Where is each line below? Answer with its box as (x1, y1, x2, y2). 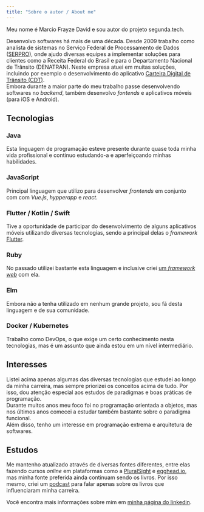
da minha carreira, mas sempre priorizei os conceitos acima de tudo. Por (6, 382, 188, 389)
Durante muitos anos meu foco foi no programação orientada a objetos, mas (6, 401, 197, 409)
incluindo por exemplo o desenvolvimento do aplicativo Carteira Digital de (6, 69, 191, 77)
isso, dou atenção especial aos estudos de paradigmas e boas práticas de (6, 389, 192, 396)
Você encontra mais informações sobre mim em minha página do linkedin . (6, 499, 192, 506)
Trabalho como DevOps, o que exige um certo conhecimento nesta (6, 335, 174, 342)
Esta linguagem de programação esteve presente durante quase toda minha (6, 145, 196, 153)
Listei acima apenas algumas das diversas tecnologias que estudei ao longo (6, 375, 196, 383)
